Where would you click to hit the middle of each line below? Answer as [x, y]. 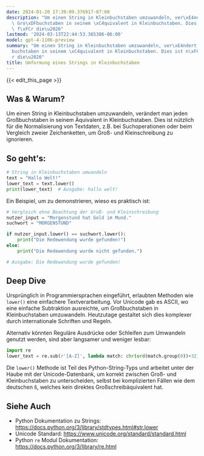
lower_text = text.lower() [40, 183]
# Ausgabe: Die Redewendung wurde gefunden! [63, 262]
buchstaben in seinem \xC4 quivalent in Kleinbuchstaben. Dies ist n [100, 52]
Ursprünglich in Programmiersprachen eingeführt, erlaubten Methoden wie [100, 295]
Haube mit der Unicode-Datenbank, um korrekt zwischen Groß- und [92, 374]
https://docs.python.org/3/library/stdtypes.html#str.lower [87, 427]
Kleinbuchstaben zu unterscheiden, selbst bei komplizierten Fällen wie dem [101, 381]
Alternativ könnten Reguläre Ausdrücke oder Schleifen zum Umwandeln [96, 333]
